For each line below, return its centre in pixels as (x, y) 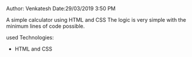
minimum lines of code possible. (45, 26)
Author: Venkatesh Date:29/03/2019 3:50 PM (61, 9)
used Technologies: (30, 37)
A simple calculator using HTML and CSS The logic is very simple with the (96, 20)
